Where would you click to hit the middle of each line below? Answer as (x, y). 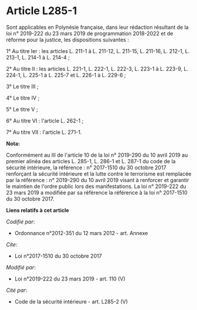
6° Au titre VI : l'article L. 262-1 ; (45, 121)
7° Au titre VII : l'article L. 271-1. (44, 132)
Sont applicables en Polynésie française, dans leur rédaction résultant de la (98, 27)
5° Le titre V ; (22, 109)
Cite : (12, 244)
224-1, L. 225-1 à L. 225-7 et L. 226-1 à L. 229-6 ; (66, 75)
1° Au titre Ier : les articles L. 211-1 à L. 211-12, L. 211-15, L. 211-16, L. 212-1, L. (98, 51)
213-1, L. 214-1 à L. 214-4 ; (38, 57)
